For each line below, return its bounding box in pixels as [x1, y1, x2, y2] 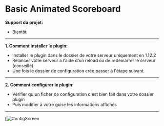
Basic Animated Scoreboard [5, 3, 121, 15]
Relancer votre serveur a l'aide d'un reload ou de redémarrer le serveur [12, 57, 156, 63]
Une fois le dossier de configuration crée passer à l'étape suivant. [12, 68, 145, 73]
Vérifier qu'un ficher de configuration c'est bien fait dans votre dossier [12, 91, 154, 97]
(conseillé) [12, 62, 34, 69]
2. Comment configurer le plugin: [5, 82, 74, 88]
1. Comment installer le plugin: [5, 43, 68, 49]
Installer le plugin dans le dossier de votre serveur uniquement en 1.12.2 [12, 52, 156, 58]
